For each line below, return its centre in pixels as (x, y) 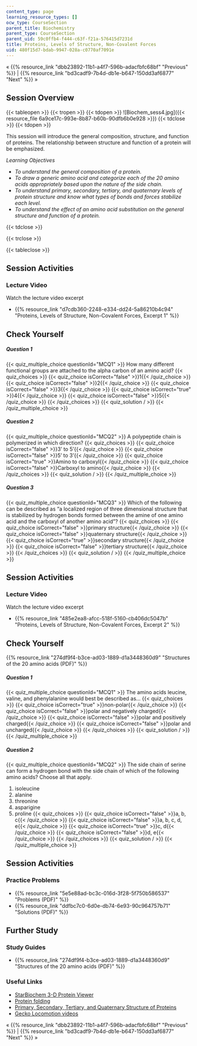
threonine (26, 801)
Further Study (32, 931)
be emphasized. (26, 149)
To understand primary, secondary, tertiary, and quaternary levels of (98, 190)
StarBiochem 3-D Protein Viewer (54, 995)
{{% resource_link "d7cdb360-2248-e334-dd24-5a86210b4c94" (94, 309)
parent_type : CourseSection (41, 34)
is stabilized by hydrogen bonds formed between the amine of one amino (95, 515)
